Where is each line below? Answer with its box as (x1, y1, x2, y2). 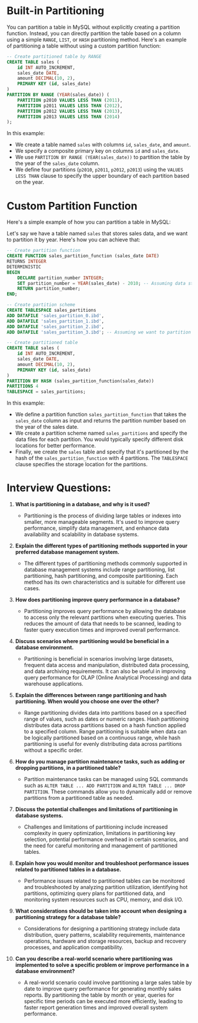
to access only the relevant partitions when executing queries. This (24, 614, 187, 621)
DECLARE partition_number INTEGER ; (17, 275, 105, 281)
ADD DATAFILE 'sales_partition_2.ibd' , (6, 324, 105, 329)
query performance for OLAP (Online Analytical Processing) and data (24, 674, 192, 681)
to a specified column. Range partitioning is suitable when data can (24, 728, 187, 735)
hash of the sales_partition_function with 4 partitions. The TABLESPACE (15, 455, 189, 462)
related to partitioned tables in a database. (15, 866, 122, 873)
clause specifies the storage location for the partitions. (15, 461, 148, 468)
